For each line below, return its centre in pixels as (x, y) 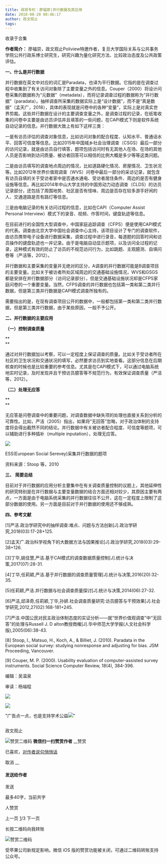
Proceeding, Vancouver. (30, 651)
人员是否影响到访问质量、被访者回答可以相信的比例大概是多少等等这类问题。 (83, 155)
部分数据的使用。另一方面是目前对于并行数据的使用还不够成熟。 (70, 504)
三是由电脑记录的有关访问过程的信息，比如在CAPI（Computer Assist (75, 207)
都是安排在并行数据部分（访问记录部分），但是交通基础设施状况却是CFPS (80, 279)
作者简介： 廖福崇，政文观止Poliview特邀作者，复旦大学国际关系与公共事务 (82, 49)
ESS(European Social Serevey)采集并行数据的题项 (56, 454)
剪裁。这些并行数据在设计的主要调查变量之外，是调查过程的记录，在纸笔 (83, 114)
